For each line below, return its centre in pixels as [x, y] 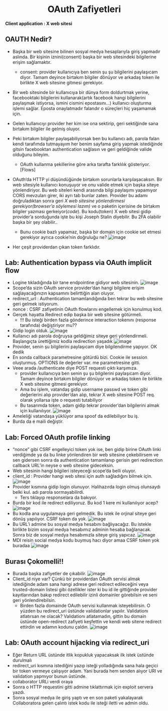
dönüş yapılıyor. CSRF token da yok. [50, 519]
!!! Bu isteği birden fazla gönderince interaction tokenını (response [88, 320]
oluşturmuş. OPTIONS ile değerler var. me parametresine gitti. [76, 363]
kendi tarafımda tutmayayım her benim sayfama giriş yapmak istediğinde [88, 144]
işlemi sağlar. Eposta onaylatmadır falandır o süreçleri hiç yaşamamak [84, 108]
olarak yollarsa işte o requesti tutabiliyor [61, 400]
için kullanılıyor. [36, 411]
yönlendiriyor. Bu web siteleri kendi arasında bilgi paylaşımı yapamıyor [85, 190]
